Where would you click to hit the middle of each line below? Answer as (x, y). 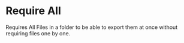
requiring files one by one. (38, 33)
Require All (33, 11)
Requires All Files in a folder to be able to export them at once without (92, 27)
